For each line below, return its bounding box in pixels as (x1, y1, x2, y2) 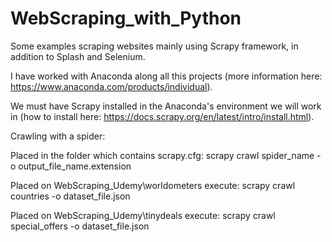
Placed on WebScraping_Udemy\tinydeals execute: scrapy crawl (10, 209, 276, 221)
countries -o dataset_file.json (10, 190, 131, 202)
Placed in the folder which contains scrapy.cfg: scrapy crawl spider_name (10, 149, 315, 161)
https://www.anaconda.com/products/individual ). (10, 80, 213, 92)
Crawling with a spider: (10, 130, 106, 142)
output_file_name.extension (18, 160, 132, 172)
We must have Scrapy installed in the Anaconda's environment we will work (10, 100, 322, 112)
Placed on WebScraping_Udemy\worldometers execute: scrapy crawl (10, 179, 296, 191)
